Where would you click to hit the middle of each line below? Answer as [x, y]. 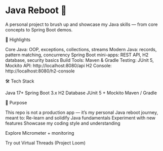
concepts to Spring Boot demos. [39, 29]
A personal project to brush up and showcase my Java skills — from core [81, 24]
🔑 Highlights [18, 40]
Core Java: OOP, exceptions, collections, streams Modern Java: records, [81, 49]
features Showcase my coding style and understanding [63, 123]
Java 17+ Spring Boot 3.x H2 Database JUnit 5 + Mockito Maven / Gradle [81, 93]
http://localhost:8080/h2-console [40, 71]
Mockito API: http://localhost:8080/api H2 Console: [59, 65]
